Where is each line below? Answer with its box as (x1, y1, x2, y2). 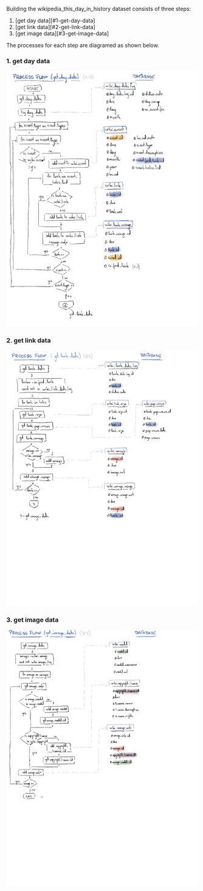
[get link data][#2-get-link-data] (15, 24, 95, 30)
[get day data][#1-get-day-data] (15, 17, 95, 24)
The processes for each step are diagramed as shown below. (6, 42, 159, 49)
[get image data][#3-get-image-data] (15, 30, 109, 37)
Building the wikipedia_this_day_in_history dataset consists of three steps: (6, 5, 191, 12)
